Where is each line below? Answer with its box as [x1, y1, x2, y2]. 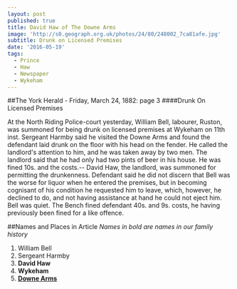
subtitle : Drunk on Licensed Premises [7, 37, 122, 44]
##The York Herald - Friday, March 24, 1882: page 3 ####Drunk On [7, 96, 206, 105]
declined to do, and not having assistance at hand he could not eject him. [7, 193, 222, 202]
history [7, 230, 28, 239]
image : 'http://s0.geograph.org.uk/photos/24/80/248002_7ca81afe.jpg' [7, 30, 221, 38]
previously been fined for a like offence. [7, 208, 125, 218]
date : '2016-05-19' [7, 44, 65, 51]
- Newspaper [14, 70, 50, 77]
